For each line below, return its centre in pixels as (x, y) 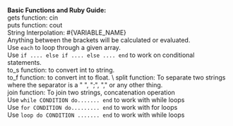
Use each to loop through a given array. (64, 48)
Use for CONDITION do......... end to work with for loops (92, 107)
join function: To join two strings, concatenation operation (91, 92)
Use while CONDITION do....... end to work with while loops (96, 100)
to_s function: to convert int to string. (61, 70)
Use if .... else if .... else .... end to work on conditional (101, 55)
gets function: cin (33, 18)
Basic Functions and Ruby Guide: (57, 10)
